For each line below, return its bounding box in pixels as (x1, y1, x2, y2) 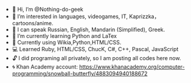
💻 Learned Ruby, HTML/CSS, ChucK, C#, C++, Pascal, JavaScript (12, 46, 179, 52)
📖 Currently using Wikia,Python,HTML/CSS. (12, 39, 122, 46)
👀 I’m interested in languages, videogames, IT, (12, 13, 128, 20)
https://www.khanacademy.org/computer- (78, 63, 185, 70)
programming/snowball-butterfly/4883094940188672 (12, 70, 148, 77)
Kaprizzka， (129, 13, 160, 20)
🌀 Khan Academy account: (12, 63, 78, 70)
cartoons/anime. (12, 20, 54, 26)
